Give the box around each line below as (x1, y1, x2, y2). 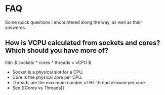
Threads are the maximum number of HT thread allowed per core (12, 79, 145, 85)
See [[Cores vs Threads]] (12, 85, 64, 91)
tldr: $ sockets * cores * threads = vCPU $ (5, 60, 91, 65)
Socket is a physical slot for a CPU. (12, 69, 84, 75)
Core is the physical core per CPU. (12, 74, 83, 80)
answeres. (5, 24, 26, 30)
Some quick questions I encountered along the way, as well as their (5, 19, 142, 25)
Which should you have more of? (5, 46, 109, 55)
